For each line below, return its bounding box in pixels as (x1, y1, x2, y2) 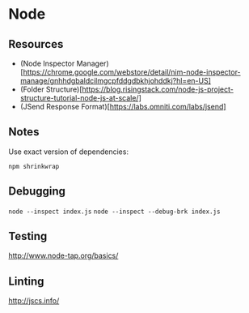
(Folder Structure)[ (19, 84, 82, 94)
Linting (8, 274, 44, 288)
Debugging (8, 184, 66, 199)
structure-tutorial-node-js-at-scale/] (19, 93, 141, 102)
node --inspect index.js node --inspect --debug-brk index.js (8, 208, 221, 216)
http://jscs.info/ (8, 296, 60, 306)
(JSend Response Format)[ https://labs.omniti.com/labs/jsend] (19, 102, 226, 111)
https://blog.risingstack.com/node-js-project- (82, 84, 234, 94)
